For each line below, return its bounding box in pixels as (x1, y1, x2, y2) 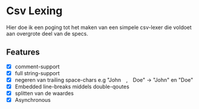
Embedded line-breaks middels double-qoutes (14, 83, 130, 90)
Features (6, 47, 40, 57)
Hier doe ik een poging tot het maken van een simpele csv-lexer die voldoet (6, 24, 192, 31)
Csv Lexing (6, 4, 63, 18)
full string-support (14, 69, 60, 76)
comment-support (14, 63, 60, 70)
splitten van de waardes (14, 90, 74, 97)
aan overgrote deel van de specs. (6, 30, 88, 37)
